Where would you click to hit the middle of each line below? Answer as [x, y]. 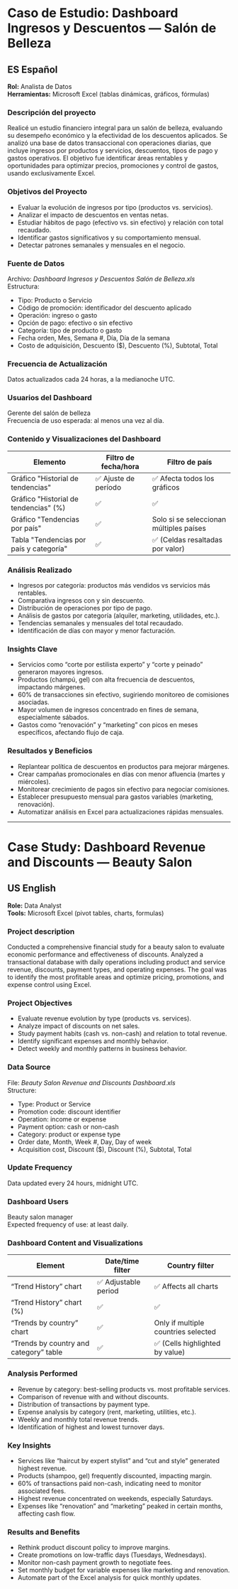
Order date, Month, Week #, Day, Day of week [85, 1141]
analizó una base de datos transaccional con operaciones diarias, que [109, 143]
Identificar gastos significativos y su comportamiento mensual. [109, 237]
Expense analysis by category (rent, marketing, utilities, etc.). [107, 1411]
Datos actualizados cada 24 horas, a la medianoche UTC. [91, 379]
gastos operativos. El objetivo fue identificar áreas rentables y [98, 158]
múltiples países [179, 528]
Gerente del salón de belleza [49, 413]
